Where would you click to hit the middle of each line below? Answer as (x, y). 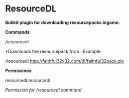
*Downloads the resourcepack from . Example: (54, 51)
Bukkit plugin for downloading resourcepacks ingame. (63, 22)
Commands (17, 32)
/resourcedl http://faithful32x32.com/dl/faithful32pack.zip (65, 61)
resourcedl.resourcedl (28, 80)
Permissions (18, 71)
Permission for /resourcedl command (43, 90)
